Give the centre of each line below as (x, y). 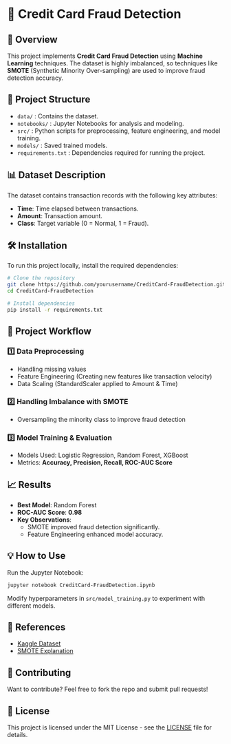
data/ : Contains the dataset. (57, 116)
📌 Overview (32, 40)
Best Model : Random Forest (57, 504)
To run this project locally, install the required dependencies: (93, 266)
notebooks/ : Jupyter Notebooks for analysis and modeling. (100, 123)
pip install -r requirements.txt (55, 310)
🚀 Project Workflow (49, 331)
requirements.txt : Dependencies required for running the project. (111, 152)
